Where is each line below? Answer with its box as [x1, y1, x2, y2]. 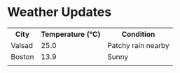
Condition [121, 29, 155, 39]
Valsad [11, 40, 34, 50]
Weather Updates [7, 4, 112, 20]
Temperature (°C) [41, 29, 101, 39]
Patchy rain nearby [107, 40, 169, 50]
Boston [11, 51, 34, 61]
